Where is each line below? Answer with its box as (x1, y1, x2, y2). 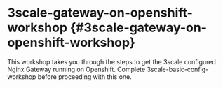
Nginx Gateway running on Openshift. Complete (7, 65, 146, 73)
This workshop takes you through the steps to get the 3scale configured (7, 57, 216, 66)
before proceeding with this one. (37, 72, 132, 81)
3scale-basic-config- (147, 65, 209, 73)
